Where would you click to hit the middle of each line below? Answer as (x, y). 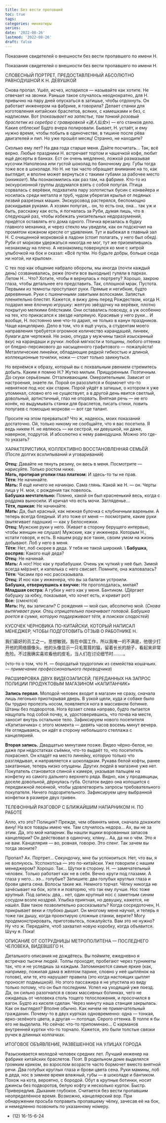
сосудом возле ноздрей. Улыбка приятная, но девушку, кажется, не (77, 900)
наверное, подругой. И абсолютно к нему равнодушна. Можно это (76, 434)
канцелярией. (20, 735)
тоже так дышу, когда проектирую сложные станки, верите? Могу (75, 915)
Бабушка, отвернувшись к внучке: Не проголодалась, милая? (72, 585)
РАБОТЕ (14, 812)
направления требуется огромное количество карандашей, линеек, (77, 331)
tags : (11, 19)
